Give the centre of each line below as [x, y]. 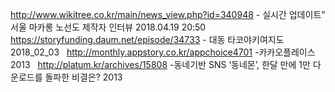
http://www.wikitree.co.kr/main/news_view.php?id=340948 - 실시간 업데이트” [168, 14]
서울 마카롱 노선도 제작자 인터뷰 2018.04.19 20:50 [108, 27]
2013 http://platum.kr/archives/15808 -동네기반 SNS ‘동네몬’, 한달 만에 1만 [160, 64]
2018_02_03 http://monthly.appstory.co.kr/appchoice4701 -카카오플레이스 [163, 52]
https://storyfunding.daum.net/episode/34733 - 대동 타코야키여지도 [147, 39]
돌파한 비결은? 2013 [83, 77]
